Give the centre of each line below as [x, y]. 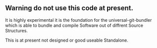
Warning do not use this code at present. [69, 8]
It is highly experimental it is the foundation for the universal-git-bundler [78, 20]
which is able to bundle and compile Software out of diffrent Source [74, 25]
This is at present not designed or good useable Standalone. [67, 40]
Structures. [17, 30]
